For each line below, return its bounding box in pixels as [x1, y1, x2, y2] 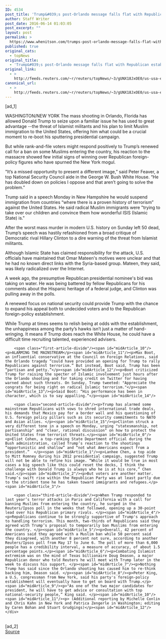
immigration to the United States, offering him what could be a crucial [5, 129, 147, 135]
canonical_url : [5, 80, 37, 85]
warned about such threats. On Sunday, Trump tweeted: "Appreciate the [5, 381, 156, 386]
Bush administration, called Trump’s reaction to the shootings [5, 441, 140, 446]
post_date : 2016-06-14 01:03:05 [5, 21, 72, 26]
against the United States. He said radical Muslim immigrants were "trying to [5, 204, 161, 210]
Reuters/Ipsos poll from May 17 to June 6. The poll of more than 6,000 [5, 540, 158, 546]
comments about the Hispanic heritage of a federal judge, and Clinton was [5, 286, 157, 292]
